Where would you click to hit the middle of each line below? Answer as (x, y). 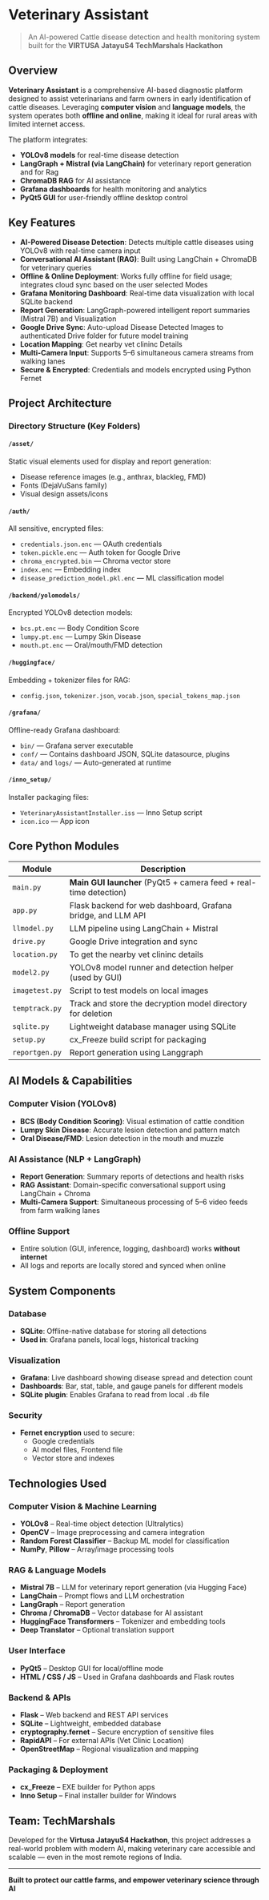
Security (25, 1416)
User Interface (37, 1651)
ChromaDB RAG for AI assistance (75, 180)
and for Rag (39, 172)
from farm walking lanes (60, 1210)
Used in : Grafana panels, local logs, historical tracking (109, 1340)
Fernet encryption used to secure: (77, 1433)
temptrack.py (37, 1008)
